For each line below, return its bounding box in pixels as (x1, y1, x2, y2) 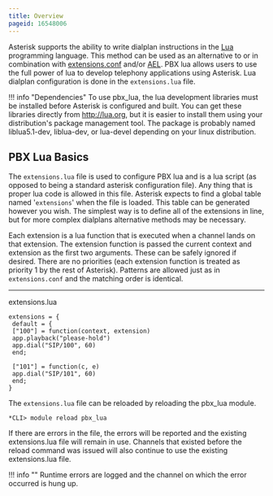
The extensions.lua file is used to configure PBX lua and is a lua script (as (8, 172, 258, 181)
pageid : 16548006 (8, 20, 67, 28)
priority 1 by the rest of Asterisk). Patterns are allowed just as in (8, 265, 221, 275)
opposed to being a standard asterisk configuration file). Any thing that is (8, 181, 253, 190)
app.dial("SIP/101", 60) (11, 370, 96, 378)
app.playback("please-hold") (11, 334, 111, 342)
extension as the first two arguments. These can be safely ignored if (8, 248, 237, 258)
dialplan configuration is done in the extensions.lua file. (8, 76, 197, 86)
